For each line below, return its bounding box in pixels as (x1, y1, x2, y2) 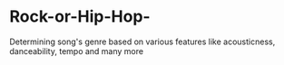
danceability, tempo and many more (9, 45, 143, 56)
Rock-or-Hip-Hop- (9, 6, 152, 27)
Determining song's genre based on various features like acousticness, (9, 36, 276, 47)
